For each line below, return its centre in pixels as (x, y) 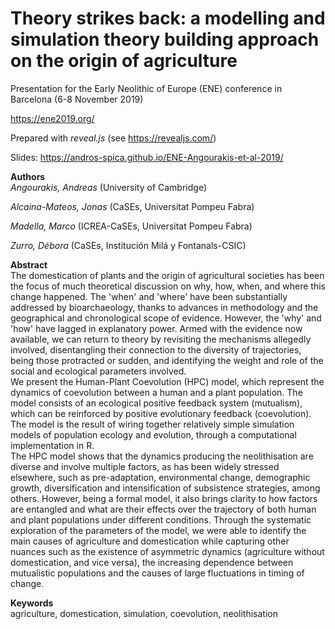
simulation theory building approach (165, 39)
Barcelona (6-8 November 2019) (77, 99)
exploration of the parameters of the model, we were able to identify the (158, 530)
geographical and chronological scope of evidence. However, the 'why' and (166, 318)
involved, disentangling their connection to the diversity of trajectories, (156, 349)
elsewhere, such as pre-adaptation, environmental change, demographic (160, 477)
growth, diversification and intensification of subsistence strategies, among (165, 488)
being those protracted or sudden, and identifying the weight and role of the (167, 360)
